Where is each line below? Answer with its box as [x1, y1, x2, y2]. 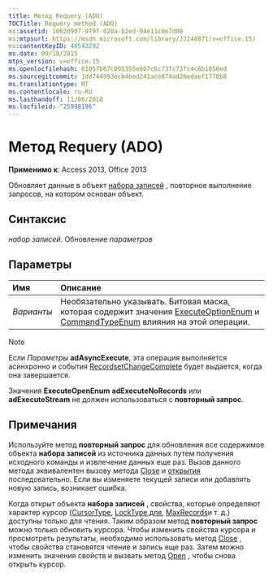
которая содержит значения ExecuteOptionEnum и [60, 306, 260, 317]
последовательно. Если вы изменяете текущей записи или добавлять [8, 474, 251, 484]
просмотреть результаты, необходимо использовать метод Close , [8, 533, 242, 543]
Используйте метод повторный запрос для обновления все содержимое [8, 439, 265, 449]
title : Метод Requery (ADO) [8, 11, 104, 20]
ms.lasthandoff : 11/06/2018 [8, 95, 104, 103]
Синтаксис [8, 212, 67, 226]
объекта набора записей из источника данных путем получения [8, 448, 234, 458]
